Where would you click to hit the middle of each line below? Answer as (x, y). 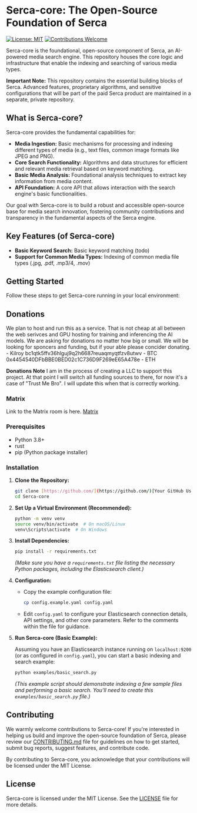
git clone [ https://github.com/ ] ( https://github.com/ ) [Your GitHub (99, 491)
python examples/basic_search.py (56, 673)
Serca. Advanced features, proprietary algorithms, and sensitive (84, 87)
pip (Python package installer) (51, 452)
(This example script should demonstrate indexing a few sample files (98, 684)
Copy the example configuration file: (67, 592)
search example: (35, 662)
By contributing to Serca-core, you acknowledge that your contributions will (98, 759)
